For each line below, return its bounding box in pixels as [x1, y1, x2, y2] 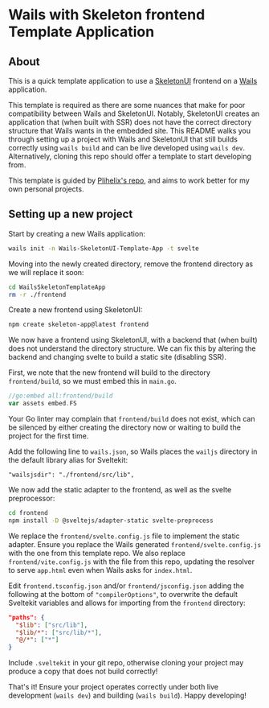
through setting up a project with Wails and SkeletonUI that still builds [8, 134, 238, 144]
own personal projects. [8, 184, 84, 194]
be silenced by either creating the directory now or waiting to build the [8, 422, 241, 432]
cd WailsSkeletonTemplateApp [8, 283, 106, 291]
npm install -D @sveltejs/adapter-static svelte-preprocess [8, 517, 214, 525]
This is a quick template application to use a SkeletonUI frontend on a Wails [8, 76, 258, 85]
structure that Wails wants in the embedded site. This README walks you [8, 126, 251, 135]
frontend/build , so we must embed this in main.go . [8, 377, 177, 386]
